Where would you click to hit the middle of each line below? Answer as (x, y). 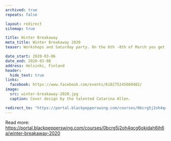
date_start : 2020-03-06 (31, 56)
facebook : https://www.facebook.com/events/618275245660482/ (76, 85)
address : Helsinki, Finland (35, 66)
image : (12, 89)
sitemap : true (20, 28)
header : (13, 70)
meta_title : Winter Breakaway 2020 (43, 43)
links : (12, 80)
